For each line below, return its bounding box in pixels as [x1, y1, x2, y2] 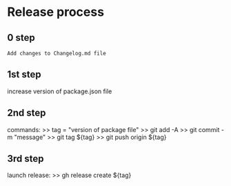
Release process [7, 4, 105, 20]
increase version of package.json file [7, 87, 112, 95]
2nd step [7, 107, 46, 119]
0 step [7, 32, 36, 44]
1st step [7, 68, 41, 80]
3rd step [7, 153, 44, 165]
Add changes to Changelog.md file [7, 50, 107, 57]
